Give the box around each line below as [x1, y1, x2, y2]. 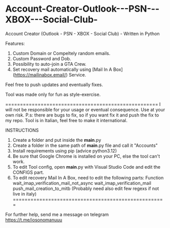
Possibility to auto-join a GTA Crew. [12, 61, 87, 67]
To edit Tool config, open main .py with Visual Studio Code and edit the [12, 164, 161, 170]
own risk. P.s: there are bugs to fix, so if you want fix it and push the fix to [5, 112, 159, 118]
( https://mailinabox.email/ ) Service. [12, 71, 86, 78]
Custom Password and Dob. [12, 55, 72, 61]
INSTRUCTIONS [5, 127, 39, 133]
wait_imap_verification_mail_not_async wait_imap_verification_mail [12, 180, 151, 186]
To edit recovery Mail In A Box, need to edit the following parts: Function [12, 174, 164, 180]
